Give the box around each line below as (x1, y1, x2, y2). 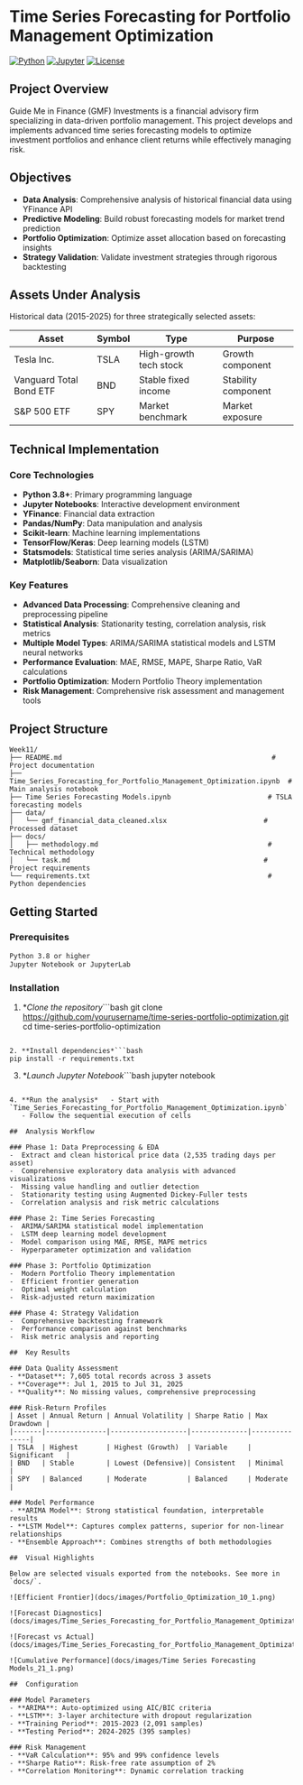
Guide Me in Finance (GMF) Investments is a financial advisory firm (9, 106, 260, 116)
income (138, 385, 171, 398)
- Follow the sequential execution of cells (21, 1111, 192, 1120)
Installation (9, 981, 60, 994)
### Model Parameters (9, 1695, 91, 1705)
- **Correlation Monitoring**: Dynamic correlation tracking (9, 1766, 244, 1775)
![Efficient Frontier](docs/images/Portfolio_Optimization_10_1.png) (9, 1593, 277, 1602)
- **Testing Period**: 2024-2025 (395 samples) (9, 1726, 192, 1736)
